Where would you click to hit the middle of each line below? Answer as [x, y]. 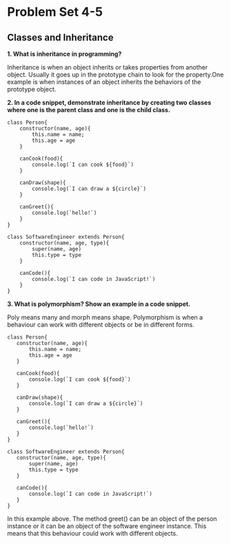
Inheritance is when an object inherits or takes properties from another [108, 67]
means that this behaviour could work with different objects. [92, 533]
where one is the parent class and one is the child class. [89, 110]
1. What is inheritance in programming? [64, 54]
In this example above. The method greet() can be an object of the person [112, 519]
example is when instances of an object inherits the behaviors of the [104, 82]
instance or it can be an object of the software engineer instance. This [107, 526]
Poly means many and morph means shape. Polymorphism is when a [105, 317]
